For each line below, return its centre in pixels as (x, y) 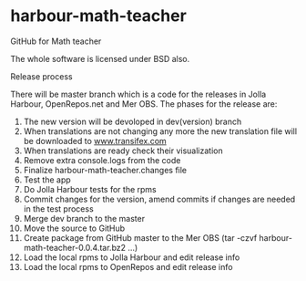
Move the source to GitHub (74, 228)
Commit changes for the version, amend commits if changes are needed (159, 199)
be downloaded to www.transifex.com (95, 140)
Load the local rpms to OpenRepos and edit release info (128, 266)
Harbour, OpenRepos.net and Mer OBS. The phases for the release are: (144, 104)
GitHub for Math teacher (56, 41)
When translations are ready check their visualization (123, 151)
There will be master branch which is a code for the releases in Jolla (138, 94)
